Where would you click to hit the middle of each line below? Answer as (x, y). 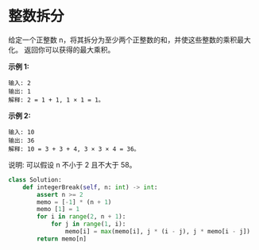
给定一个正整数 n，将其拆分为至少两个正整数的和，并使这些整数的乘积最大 (130, 40)
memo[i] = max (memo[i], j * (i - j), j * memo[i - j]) (157, 232)
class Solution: (35, 179)
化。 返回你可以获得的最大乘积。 (62, 49)
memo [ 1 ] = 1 (58, 210)
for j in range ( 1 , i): (88, 224)
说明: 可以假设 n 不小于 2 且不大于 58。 (72, 164)
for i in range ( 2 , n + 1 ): (81, 217)
